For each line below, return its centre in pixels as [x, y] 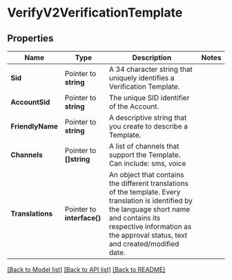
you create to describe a [149, 126]
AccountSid [30, 102]
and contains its [135, 218]
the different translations [149, 183]
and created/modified [144, 244]
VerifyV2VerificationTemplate [95, 13]
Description [152, 58]
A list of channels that [144, 146]
